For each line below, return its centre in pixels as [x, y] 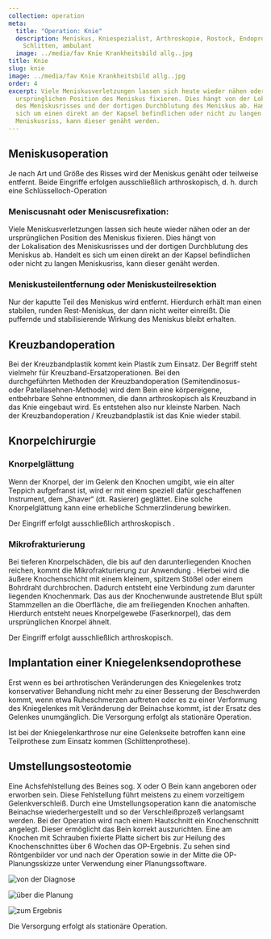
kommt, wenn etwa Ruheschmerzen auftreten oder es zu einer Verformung [133, 700]
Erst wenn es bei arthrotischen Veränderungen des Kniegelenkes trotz [125, 682]
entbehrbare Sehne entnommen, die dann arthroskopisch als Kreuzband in [132, 399]
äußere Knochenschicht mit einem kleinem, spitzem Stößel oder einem [126, 579]
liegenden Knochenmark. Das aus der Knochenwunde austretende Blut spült [135, 596]
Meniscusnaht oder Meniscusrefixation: [89, 211]
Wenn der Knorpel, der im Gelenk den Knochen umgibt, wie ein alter [122, 481]
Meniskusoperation [58, 154]
